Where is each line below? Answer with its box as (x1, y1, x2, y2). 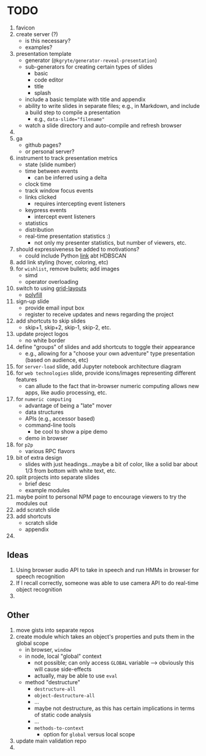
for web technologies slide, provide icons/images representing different (15, 369, 196, 376)
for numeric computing (15, 395, 72, 402)
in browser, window (25, 646, 72, 653)
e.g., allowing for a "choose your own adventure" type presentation (25, 349, 196, 357)
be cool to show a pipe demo (34, 427, 108, 435)
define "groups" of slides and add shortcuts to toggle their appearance (15, 343, 196, 350)
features (15, 375, 37, 383)
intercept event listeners (34, 213, 96, 220)
